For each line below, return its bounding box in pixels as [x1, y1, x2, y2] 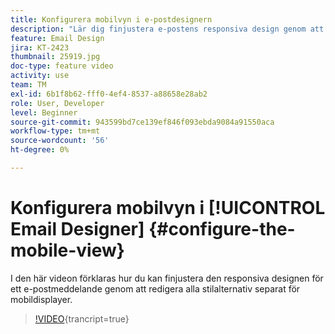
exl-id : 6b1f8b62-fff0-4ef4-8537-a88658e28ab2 [10, 89, 208, 99]
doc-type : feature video [10, 61, 114, 71]
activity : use [10, 71, 70, 81]
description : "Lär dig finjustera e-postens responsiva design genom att [10, 24, 325, 34]
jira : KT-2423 [10, 42, 70, 53]
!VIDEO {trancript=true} [34, 312, 130, 325]
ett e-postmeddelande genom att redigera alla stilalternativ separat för [10, 282, 301, 295]
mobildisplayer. [10, 293, 73, 305]
